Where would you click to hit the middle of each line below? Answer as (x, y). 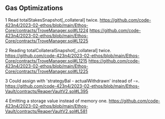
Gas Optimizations (34, 8)
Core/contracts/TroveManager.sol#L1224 (47, 30)
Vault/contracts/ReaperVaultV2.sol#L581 (46, 111)
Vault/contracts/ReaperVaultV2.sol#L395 (47, 91)
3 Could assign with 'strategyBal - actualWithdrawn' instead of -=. (72, 81)
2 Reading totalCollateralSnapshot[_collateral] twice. (58, 50)
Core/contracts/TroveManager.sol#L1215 (46, 60)
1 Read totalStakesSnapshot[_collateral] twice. (52, 20)
